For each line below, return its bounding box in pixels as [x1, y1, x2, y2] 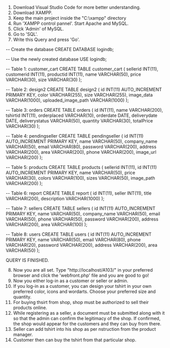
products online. [13, 304, 48, 311]
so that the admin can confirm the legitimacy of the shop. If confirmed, [13, 316, 161, 321]
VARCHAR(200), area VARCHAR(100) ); [6, 222, 88, 227]
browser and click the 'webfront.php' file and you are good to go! [13, 273, 149, 278]
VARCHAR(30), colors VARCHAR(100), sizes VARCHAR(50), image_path [6, 175, 155, 181]
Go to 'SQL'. [13, 31, 38, 37]
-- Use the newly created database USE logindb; [6, 56, 107, 62]
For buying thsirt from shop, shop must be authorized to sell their [13, 299, 149, 305]
